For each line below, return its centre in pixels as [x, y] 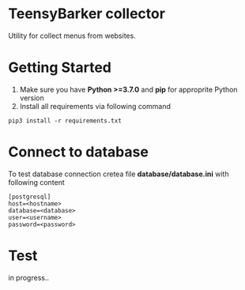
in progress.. [29, 277]
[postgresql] [30, 197]
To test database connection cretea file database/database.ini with [119, 174]
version [32, 98]
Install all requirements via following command [95, 106]
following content [36, 182]
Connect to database [78, 152]
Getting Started [60, 68]
